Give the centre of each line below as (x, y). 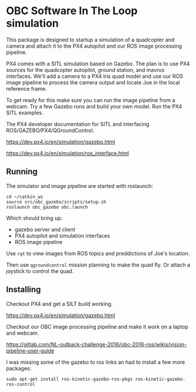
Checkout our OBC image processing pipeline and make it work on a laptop (97, 327)
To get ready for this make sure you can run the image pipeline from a (91, 100)
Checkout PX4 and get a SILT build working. (59, 304)
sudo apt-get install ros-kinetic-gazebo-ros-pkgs (69, 379)
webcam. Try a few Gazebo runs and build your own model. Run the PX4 (94, 106)
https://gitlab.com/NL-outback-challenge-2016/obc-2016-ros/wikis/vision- (97, 344)
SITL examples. (25, 113)
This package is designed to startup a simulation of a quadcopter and (90, 39)
